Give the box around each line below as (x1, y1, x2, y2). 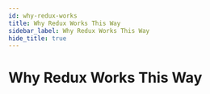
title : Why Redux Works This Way (8, 19, 121, 27)
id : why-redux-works (8, 11, 78, 20)
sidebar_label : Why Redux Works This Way (8, 27, 150, 35)
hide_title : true (8, 34, 67, 43)
